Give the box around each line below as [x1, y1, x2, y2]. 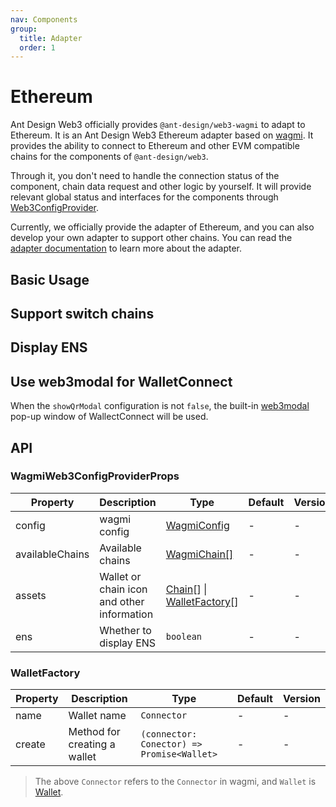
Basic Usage [10, 271, 90, 288]
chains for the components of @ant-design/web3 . [10, 151, 209, 163]
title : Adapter [19, 33, 83, 43]
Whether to [99, 623, 152, 637]
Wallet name [68, 709, 127, 723]
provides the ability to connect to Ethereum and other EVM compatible [10, 140, 300, 152]
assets [15, 588, 47, 602]
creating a [68, 737, 116, 751]
